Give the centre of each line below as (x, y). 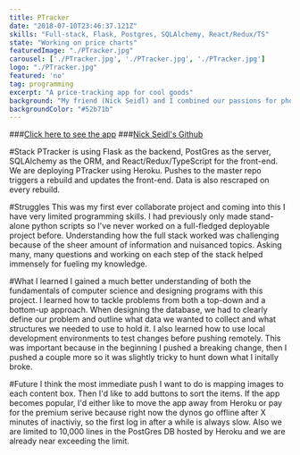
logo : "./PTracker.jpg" (54, 68)
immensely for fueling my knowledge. (79, 264)
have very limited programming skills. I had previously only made (129, 216)
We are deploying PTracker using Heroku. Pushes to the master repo (135, 171)
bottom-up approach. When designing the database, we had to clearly (138, 310)
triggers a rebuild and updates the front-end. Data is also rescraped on (139, 181)
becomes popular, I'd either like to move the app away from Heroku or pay (146, 403)
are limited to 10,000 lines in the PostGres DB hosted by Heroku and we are (147, 432)
